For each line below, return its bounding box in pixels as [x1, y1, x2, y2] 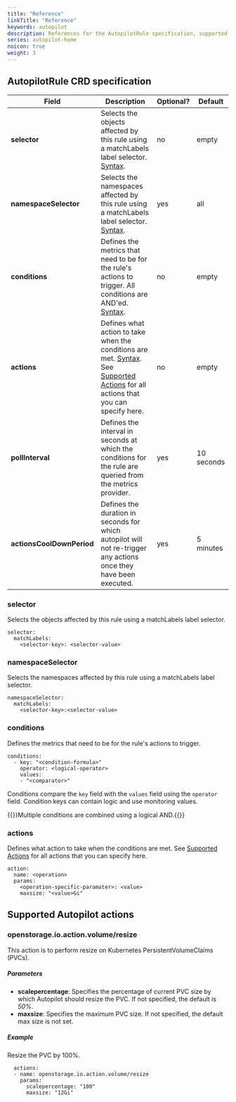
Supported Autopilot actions [7, 909, 135, 921]
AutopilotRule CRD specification [7, 75, 152, 88]
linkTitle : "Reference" [7, 17, 77, 24]
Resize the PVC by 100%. [7, 1051, 81, 1059]
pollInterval [11, 453, 51, 462]
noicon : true [7, 43, 46, 50]
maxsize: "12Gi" [25, 1089, 74, 1096]
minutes [196, 543, 223, 552]
